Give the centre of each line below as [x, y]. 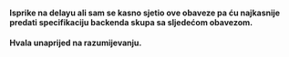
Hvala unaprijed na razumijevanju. [76, 43]
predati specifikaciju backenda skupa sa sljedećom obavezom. [131, 22]
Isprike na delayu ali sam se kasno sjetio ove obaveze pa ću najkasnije [145, 13]
